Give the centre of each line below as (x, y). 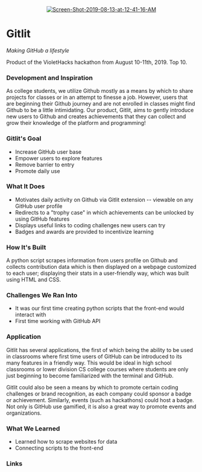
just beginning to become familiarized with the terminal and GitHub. (90, 376)
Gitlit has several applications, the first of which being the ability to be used (100, 350)
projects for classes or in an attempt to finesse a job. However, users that (97, 97)
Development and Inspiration (50, 78)
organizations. (24, 413)
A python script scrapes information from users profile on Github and (92, 260)
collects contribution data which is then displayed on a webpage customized (101, 267)
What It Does (26, 186)
